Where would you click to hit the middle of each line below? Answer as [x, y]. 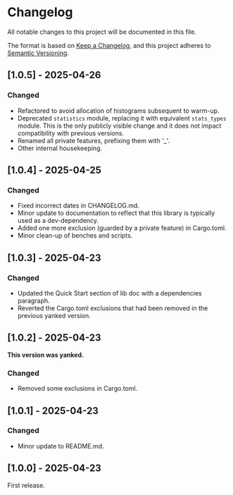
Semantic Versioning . [38, 53]
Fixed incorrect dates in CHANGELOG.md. [78, 206]
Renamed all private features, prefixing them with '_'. [94, 140]
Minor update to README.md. [61, 446]
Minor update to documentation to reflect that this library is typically [116, 213]
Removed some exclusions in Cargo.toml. [77, 389]
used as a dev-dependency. [58, 221]
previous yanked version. [54, 316]
